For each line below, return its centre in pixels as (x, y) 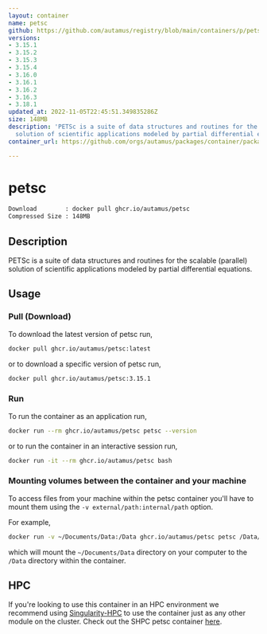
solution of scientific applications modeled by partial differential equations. (130, 269)
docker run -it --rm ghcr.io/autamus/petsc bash (90, 460)
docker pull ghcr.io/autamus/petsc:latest (79, 348)
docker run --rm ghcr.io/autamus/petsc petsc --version (103, 431)
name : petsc (28, 23)
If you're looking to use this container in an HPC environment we (114, 605)
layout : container (39, 16)
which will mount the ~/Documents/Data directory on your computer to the (128, 552)
